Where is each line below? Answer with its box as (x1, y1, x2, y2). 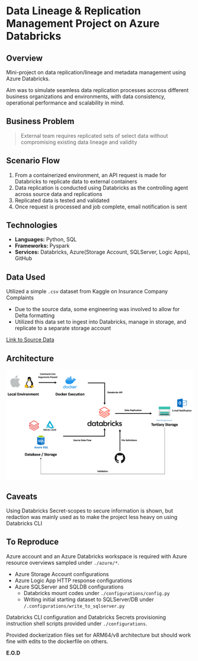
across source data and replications (14, 190, 103, 197)
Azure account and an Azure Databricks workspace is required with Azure (6, 552, 187, 559)
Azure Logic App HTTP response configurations (14, 577, 132, 584)
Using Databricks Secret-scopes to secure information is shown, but (6, 507, 174, 514)
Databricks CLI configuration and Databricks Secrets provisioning (6, 613, 166, 621)
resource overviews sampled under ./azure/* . (6, 559, 120, 566)
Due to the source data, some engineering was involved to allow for (14, 306, 180, 313)
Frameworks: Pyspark (14, 242, 70, 249)
